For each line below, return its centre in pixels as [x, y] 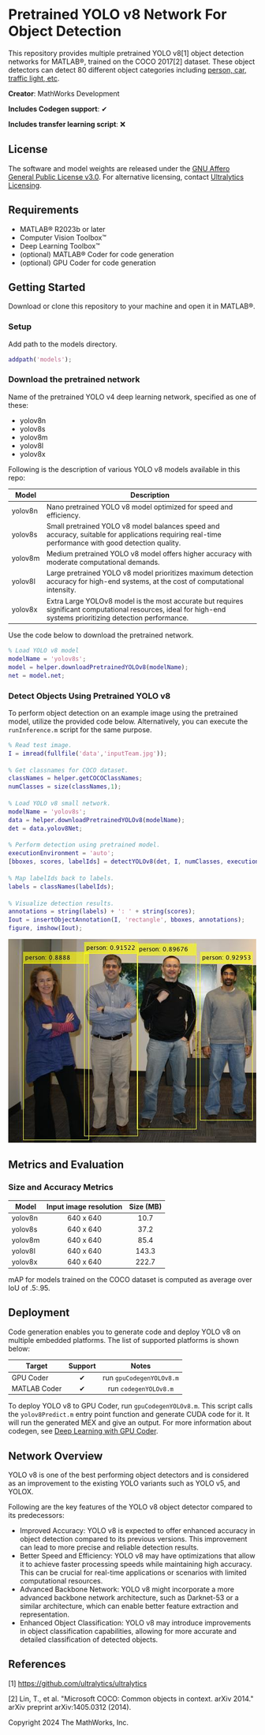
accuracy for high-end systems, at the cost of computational [145, 581]
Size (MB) [146, 1207]
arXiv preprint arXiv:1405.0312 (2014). [70, 1707]
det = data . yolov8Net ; [45, 828]
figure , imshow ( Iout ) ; [45, 929]
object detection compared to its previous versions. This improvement [133, 1539]
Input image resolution [84, 1207]
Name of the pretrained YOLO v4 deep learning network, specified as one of [132, 397]
